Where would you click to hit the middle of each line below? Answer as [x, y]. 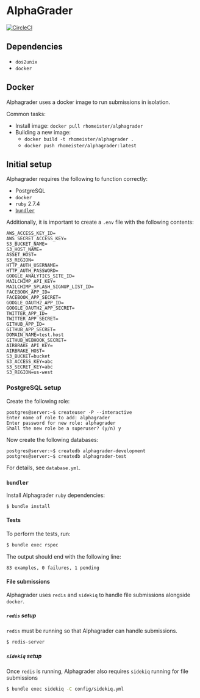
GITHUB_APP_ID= [26, 325]
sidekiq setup [24, 656]
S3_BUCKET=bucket [28, 356]
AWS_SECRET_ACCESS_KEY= [37, 239]
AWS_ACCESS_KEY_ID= [31, 233]
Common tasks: [26, 114]
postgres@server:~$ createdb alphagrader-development [76, 451]
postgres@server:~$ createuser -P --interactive [69, 412]
